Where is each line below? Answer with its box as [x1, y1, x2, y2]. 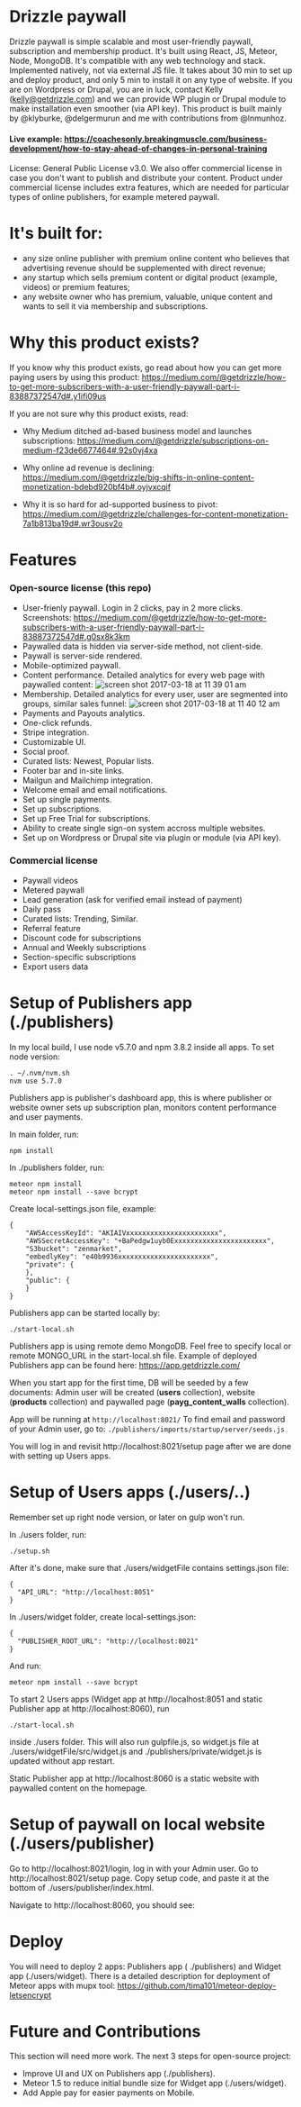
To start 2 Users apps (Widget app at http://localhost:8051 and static [9, 1694, 263, 1704]
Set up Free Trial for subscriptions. [22, 813, 151, 823]
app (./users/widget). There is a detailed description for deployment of [9, 1970, 271, 1981]
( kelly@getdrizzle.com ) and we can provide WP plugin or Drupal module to [9, 93, 287, 104]
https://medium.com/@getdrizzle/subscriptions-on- [76, 435, 270, 447]
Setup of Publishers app [9, 993, 193, 1013]
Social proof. [22, 746, 70, 757]
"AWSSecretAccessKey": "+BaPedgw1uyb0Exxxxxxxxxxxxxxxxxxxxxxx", [25, 1236, 276, 1245]
